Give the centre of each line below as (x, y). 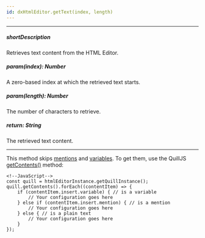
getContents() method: (35, 165)
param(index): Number (36, 67)
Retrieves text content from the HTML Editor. (63, 52)
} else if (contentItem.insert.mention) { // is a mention (94, 203)
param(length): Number (37, 96)
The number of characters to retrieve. (54, 111)
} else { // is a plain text (54, 213)
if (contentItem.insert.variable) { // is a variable (87, 192)
